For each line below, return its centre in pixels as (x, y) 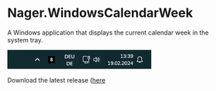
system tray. (25, 40)
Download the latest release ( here (56, 80)
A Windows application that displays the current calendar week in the (108, 32)
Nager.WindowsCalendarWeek (100, 13)
